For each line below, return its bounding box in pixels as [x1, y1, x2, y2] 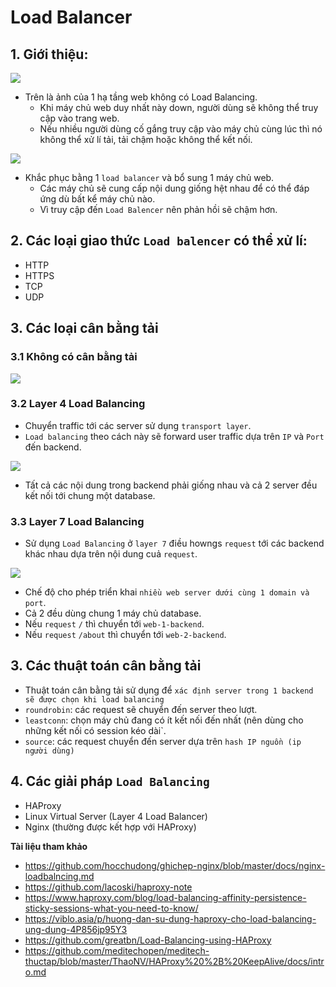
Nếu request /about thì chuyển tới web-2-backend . [24, 629, 227, 641]
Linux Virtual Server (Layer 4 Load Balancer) [24, 810, 208, 822]
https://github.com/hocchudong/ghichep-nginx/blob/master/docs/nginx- [24, 859, 326, 871]
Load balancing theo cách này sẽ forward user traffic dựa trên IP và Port [24, 430, 325, 442]
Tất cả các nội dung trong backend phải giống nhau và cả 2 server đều [24, 479, 318, 491]
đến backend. [24, 441, 82, 453]
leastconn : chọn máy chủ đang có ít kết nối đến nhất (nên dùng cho [24, 714, 304, 726]
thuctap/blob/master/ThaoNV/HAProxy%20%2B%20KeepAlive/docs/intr [24, 955, 325, 967]
